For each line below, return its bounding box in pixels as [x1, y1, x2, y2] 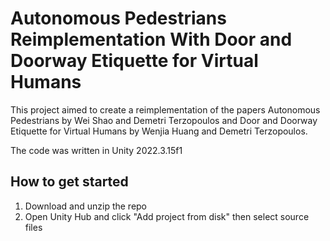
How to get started [10, 173, 129, 191]
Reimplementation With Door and [10, 28, 293, 51]
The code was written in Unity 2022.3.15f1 [10, 144, 183, 156]
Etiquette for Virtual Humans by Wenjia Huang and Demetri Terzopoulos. [10, 125, 308, 137]
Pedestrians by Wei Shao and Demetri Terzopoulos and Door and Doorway [10, 114, 318, 126]
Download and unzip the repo [24, 200, 148, 212]
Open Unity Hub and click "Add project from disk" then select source [24, 210, 310, 222]
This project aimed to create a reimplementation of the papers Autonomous [10, 103, 321, 116]
